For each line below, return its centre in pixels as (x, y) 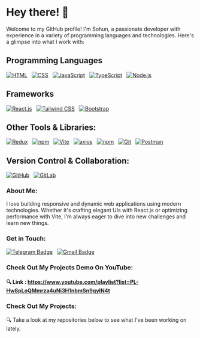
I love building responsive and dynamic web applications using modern (94, 204)
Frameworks (30, 94)
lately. (13, 328)
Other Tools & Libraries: (51, 127)
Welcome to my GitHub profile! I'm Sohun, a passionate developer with (93, 29)
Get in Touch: (26, 239)
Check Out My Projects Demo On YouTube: (70, 267)
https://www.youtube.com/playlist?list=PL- (83, 282)
